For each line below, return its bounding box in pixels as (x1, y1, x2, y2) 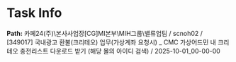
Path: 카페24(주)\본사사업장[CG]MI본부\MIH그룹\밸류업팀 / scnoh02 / (6, 29, 203, 37)
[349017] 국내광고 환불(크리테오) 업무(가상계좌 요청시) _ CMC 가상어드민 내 (6, 37, 217, 46)
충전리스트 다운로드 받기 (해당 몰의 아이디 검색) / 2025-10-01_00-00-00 (19, 46, 220, 55)
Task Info (6, 5, 62, 21)
